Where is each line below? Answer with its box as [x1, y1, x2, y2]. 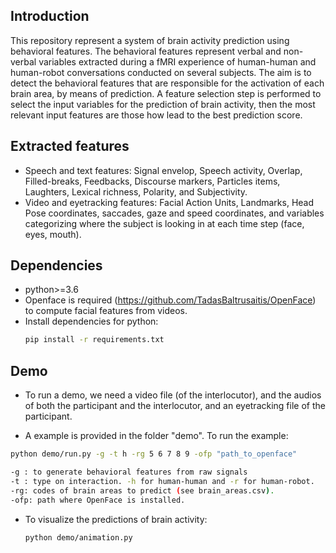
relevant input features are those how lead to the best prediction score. [10, 109, 303, 121]
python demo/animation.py [24, 532, 133, 543]
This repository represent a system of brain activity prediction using [10, 34, 290, 46]
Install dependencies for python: [24, 315, 159, 328]
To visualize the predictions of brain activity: [24, 513, 208, 525]
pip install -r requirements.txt [24, 335, 165, 345]
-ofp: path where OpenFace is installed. [10, 495, 186, 505]
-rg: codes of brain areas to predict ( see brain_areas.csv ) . [10, 485, 275, 496]
